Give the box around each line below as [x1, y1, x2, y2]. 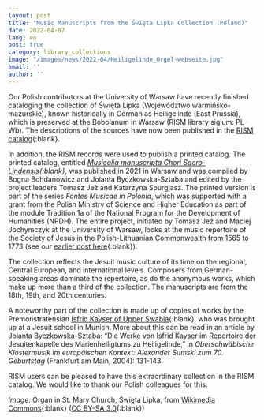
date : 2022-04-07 [8, 26, 65, 34]
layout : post [8, 11, 51, 20]
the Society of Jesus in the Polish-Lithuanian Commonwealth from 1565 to [8, 233, 250, 242]
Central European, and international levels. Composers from [8, 265, 203, 275]
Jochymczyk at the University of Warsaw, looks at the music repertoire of [8, 224, 247, 234]
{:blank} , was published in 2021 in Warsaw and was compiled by [39, 166, 248, 175]
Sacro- [183, 157, 206, 167]
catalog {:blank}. [8, 133, 61, 143]
